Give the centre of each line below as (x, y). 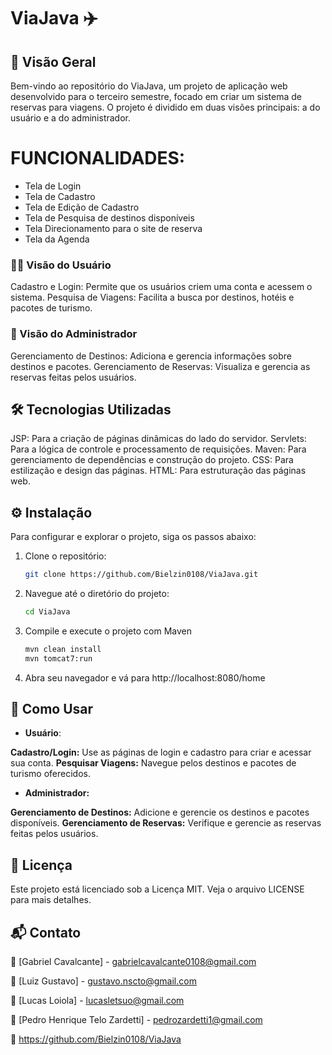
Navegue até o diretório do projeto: (97, 594)
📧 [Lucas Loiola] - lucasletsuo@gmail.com (97, 1001)
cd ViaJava (47, 612)
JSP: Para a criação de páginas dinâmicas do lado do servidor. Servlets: (158, 439)
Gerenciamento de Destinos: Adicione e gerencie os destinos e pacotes (160, 812)
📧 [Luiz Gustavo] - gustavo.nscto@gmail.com (103, 981)
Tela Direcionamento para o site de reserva (113, 228)
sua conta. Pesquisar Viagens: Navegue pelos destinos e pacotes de (153, 763)
